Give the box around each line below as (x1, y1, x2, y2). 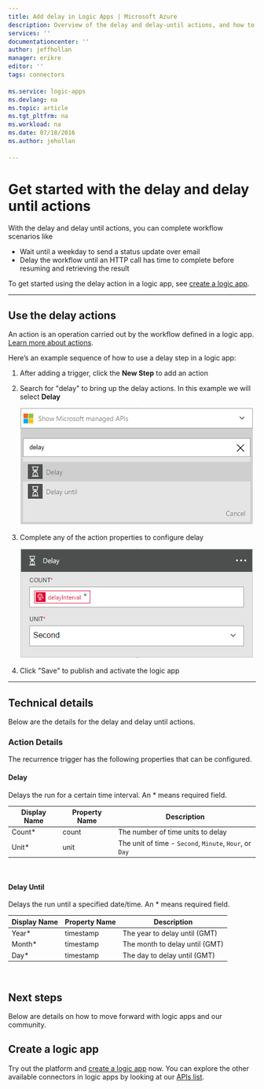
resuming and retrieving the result (19, 264, 130, 273)
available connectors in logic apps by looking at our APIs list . (8, 1072, 205, 1081)
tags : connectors (8, 71, 65, 79)
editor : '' (8, 63, 44, 71)
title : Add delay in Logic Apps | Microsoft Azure (8, 13, 178, 20)
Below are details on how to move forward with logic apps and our (8, 1011, 222, 1021)
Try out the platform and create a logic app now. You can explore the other (8, 1063, 250, 1073)
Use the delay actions (8, 308, 116, 322)
